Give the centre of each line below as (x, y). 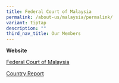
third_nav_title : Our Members (44, 34)
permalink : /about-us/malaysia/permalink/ (59, 17)
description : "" (26, 28)
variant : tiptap (26, 23)
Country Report (25, 74)
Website (17, 50)
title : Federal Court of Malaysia (49, 12)
